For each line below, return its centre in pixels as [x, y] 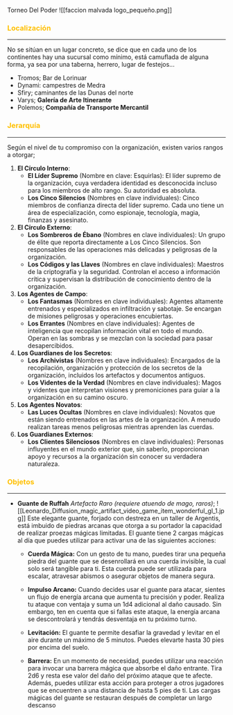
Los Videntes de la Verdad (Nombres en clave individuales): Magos [124, 383]
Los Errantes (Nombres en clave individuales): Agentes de [111, 323]
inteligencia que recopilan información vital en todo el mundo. [116, 330]
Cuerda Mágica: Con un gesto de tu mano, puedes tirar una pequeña [127, 554]
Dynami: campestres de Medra [61, 86]
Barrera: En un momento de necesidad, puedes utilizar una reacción [125, 661]
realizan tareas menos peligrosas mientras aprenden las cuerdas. [121, 426]
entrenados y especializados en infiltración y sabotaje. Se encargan [124, 308]
